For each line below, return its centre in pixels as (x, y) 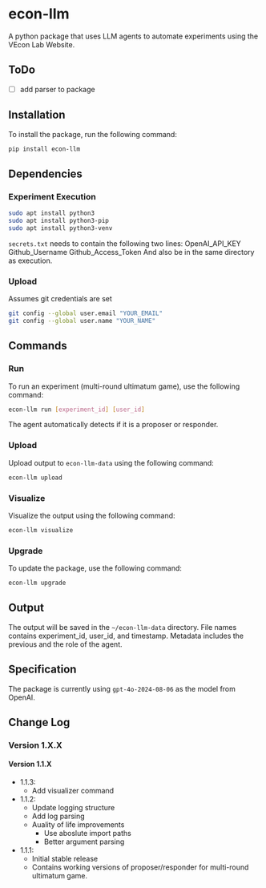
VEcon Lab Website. (42, 44)
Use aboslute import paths (88, 834)
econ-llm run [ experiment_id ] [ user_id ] (77, 410)
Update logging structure (73, 808)
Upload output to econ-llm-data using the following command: (111, 462)
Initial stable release (65, 859)
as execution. (30, 260)
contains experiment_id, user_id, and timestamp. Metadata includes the (126, 636)
